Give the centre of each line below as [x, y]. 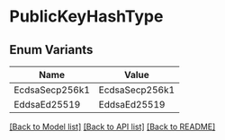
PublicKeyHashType [86, 17]
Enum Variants [51, 50]
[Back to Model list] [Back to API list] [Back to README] [112, 127]
